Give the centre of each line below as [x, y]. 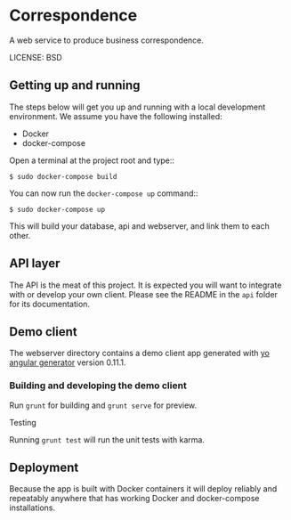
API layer [35, 264]
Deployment [44, 468]
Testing [23, 422]
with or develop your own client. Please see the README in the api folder [144, 294]
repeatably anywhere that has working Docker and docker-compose [134, 499]
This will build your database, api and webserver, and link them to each [139, 226]
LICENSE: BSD [36, 57]
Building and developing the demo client [98, 386]
